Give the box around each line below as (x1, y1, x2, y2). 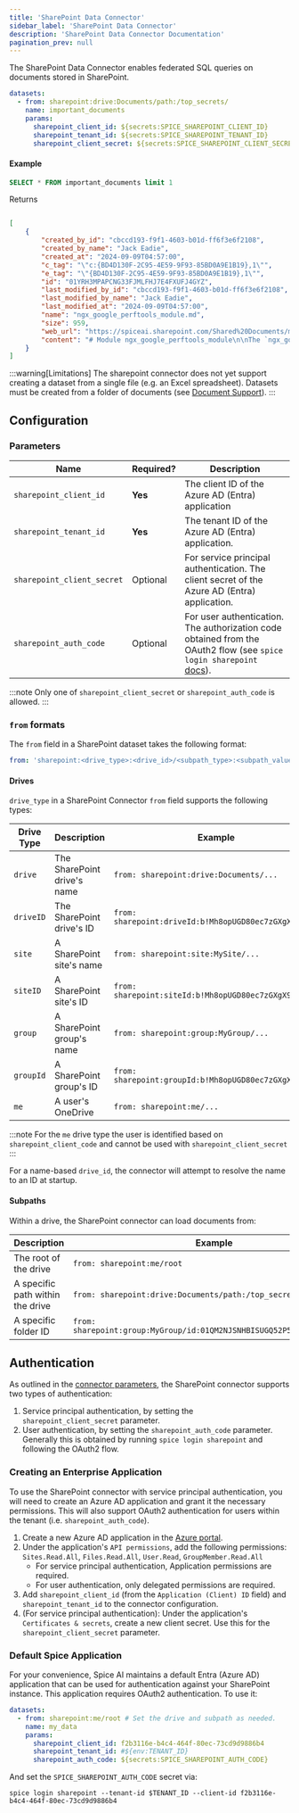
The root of (13, 1251, 61, 1263)
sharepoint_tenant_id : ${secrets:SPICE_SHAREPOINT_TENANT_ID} (32, 130, 269, 139)
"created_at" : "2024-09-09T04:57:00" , (41, 252, 185, 261)
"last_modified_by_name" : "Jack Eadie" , (41, 294, 193, 303)
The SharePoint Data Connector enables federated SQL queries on (9, 62, 254, 73)
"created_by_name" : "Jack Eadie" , (41, 244, 169, 253)
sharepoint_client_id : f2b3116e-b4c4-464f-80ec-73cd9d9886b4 (32, 1739, 265, 1748)
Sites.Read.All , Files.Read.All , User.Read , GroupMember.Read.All (21, 1551, 263, 1561)
